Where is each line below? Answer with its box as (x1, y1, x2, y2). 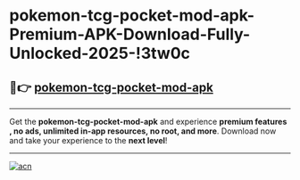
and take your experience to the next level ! (9, 135, 168, 145)
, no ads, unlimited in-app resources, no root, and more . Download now (9, 126, 277, 136)
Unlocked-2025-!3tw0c (9, 44, 190, 63)
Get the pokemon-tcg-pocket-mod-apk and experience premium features (9, 117, 287, 127)
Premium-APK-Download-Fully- (9, 24, 251, 45)
